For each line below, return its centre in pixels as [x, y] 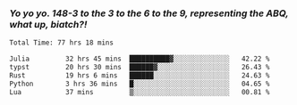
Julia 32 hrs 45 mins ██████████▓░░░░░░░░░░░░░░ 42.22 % [140, 59]
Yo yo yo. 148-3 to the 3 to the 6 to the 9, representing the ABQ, [149, 13]
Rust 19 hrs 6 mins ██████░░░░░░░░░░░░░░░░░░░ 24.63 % [140, 75]
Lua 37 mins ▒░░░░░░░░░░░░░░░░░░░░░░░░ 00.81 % [140, 92]
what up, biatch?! [48, 24]
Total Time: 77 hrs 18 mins [62, 43]
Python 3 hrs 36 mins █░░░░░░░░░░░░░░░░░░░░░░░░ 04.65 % [140, 84]
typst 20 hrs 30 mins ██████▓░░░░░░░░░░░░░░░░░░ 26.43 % [140, 68]
